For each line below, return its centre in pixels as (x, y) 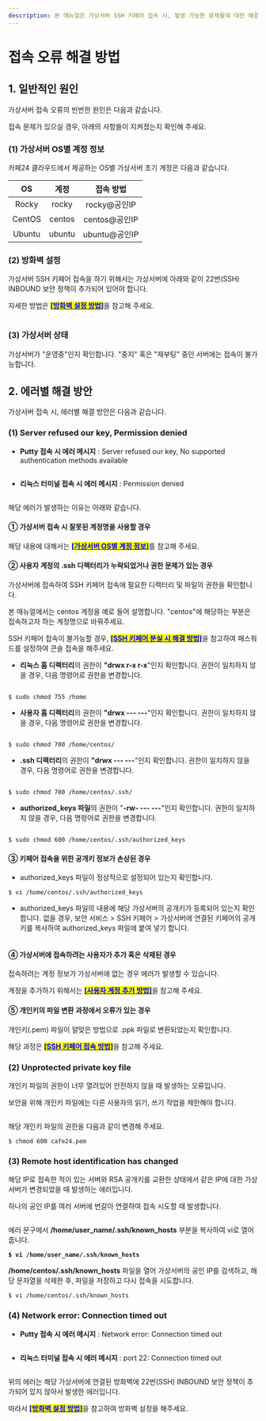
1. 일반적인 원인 (44, 89)
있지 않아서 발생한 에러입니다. (74, 1391)
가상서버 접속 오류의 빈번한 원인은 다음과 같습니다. (85, 109)
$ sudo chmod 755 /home (47, 697)
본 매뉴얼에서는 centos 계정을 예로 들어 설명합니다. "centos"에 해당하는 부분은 (129, 612)
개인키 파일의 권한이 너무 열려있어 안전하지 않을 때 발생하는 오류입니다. (117, 1085)
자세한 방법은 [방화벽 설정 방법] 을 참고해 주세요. (81, 305)
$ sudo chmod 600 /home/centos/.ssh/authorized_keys (97, 840)
